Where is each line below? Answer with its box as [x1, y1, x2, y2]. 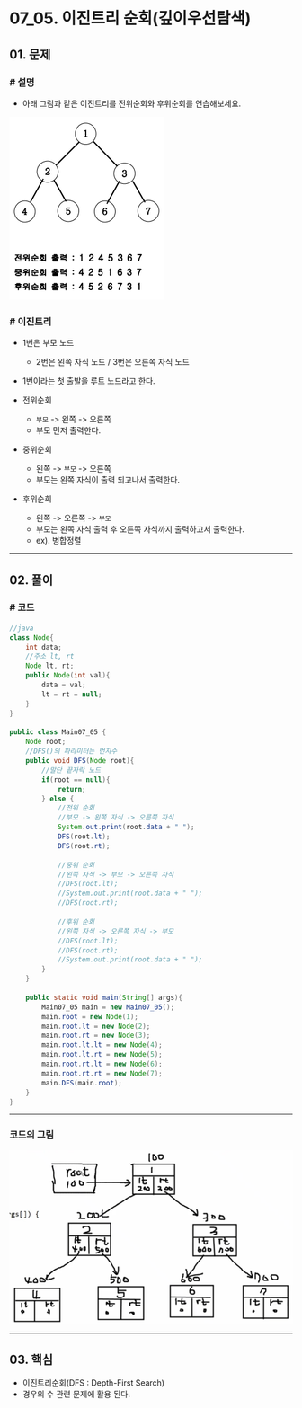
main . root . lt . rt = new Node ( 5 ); [41, 1050, 164, 1059]
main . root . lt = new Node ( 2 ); [41, 1022, 151, 1031]
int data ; [25, 642, 63, 651]
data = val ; [41, 680, 87, 690]
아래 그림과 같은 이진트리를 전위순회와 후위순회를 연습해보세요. [22, 98, 242, 109]
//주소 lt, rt [25, 652, 75, 661]
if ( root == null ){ [41, 775, 111, 784]
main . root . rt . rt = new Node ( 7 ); [41, 1068, 164, 1078]
